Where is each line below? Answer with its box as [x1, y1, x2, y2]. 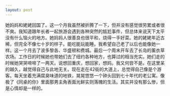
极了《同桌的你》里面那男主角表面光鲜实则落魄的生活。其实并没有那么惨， [5, 79, 160, 85]
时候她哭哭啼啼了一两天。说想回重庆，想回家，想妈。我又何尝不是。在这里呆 [5, 60, 165, 66]
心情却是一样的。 [9, 85, 46, 91]
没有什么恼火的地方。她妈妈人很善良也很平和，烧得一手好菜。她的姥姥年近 [5, 34, 160, 40]
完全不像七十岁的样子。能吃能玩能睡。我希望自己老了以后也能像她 [18, 41, 156, 47]
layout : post [5, 7, 33, 13]
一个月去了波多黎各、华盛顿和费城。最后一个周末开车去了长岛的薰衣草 [18, 47, 165, 53]
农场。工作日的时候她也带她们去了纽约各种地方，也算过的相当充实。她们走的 [5, 54, 165, 60]
